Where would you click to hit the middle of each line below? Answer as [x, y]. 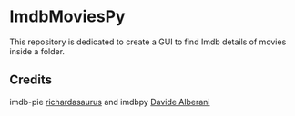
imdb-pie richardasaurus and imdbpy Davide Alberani [110, 101]
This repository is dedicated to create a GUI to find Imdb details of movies [148, 42]
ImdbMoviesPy [67, 17]
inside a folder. [37, 51]
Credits [31, 80]
